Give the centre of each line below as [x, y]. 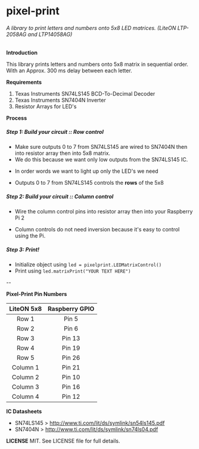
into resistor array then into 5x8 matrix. [63, 153]
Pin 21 [71, 368]
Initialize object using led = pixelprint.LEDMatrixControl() [88, 265]
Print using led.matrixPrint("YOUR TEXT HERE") [73, 271]
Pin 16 [71, 387]
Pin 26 [71, 358]
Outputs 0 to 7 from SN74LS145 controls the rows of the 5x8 [89, 183]
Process [17, 118]
